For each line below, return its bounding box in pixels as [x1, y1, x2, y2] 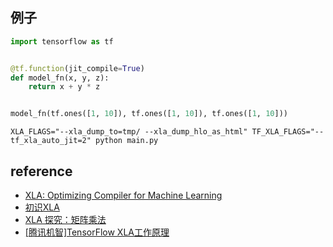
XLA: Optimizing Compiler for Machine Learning [24, 189, 223, 201]
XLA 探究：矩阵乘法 [24, 214, 107, 225]
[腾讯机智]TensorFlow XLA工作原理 [24, 226, 170, 238]
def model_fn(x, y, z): [10, 73, 110, 83]
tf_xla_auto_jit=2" [10, 136, 92, 146]
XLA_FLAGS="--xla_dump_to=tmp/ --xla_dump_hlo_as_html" [10, 127, 248, 137]
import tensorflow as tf [10, 36, 114, 47]
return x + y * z [28, 82, 101, 92]
